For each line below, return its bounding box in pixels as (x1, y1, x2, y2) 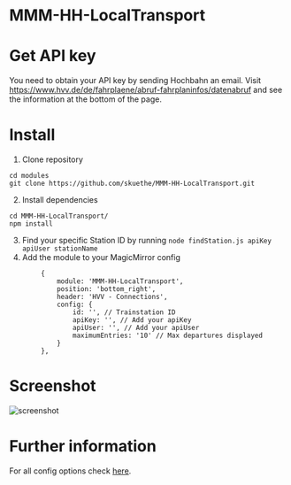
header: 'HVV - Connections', (56, 293, 168, 302)
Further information (9, 436, 157, 457)
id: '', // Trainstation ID (72, 308, 176, 317)
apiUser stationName (21, 244, 98, 253)
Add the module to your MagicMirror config (21, 252, 181, 263)
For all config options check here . (9, 466, 132, 476)
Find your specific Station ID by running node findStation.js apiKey (21, 235, 272, 246)
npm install (9, 219, 53, 228)
